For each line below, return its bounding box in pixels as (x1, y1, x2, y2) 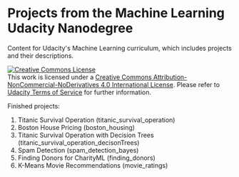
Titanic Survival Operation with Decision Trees (17, 131, 155, 139)
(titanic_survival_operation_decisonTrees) (17, 138, 140, 147)
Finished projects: (7, 101, 61, 110)
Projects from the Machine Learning (7, 5, 225, 21)
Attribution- (153, 73, 188, 81)
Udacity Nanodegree (7, 20, 133, 36)
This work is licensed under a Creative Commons (7, 73, 152, 81)
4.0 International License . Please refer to (101, 80, 220, 88)
